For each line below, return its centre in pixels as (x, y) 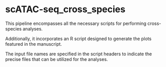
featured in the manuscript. (34, 44)
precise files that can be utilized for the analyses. (57, 59)
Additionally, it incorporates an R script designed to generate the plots (78, 39)
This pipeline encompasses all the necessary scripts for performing (76, 23)
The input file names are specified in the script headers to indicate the (79, 54)
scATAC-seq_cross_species (65, 9)
